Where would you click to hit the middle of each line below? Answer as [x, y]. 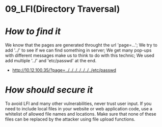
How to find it [33, 32]
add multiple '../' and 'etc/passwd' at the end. [51, 61]
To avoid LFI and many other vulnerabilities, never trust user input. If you [78, 103]
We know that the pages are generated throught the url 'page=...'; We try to [81, 45]
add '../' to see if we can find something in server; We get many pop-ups [78, 51]
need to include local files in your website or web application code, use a [79, 109]
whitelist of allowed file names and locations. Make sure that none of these [81, 114]
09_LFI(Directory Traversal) [63, 9]
